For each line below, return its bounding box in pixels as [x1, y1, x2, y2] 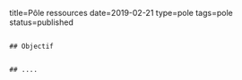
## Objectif [9, 42, 54, 51]
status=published [9, 17, 74, 28]
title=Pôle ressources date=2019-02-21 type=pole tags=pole [9, 8, 233, 18]
